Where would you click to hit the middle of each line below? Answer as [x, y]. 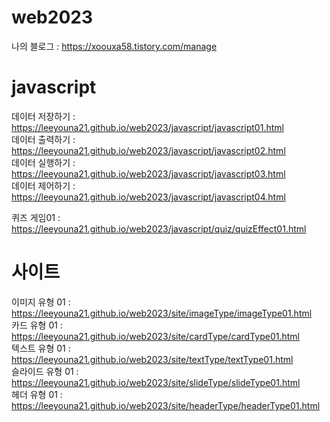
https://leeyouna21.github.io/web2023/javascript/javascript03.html [148, 173]
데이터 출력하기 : [43, 139]
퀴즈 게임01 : [36, 217]
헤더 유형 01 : [37, 394]
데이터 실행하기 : [43, 162]
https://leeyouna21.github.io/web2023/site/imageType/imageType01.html [162, 313]
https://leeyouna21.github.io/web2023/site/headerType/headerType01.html [166, 405]
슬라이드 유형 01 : [45, 371]
